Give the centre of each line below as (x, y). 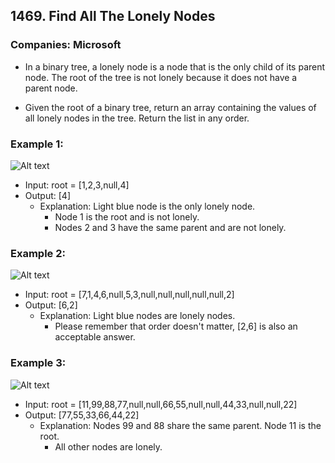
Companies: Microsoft (66, 45)
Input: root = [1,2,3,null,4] (77, 185)
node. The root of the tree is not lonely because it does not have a (161, 77)
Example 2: (38, 253)
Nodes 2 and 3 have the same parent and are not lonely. (170, 227)
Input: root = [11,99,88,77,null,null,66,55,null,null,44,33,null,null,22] (161, 404)
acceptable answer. (95, 337)
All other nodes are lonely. (108, 446)
